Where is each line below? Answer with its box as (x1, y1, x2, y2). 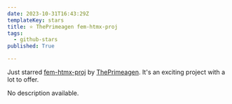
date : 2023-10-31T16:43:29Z (7, 10, 90, 17)
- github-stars (13, 36, 58, 43)
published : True (7, 43, 55, 50)
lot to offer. (7, 75, 39, 84)
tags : (7, 29, 23, 37)
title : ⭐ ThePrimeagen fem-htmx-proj (7, 23, 118, 30)
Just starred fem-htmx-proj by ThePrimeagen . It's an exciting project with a (7, 68, 226, 76)
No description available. (7, 89, 79, 97)
